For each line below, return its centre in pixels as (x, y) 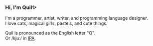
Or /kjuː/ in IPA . (21, 38)
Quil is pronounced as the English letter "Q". (50, 33)
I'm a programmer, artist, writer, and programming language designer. (77, 18)
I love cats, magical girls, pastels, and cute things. (56, 23)
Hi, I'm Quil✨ (21, 7)
